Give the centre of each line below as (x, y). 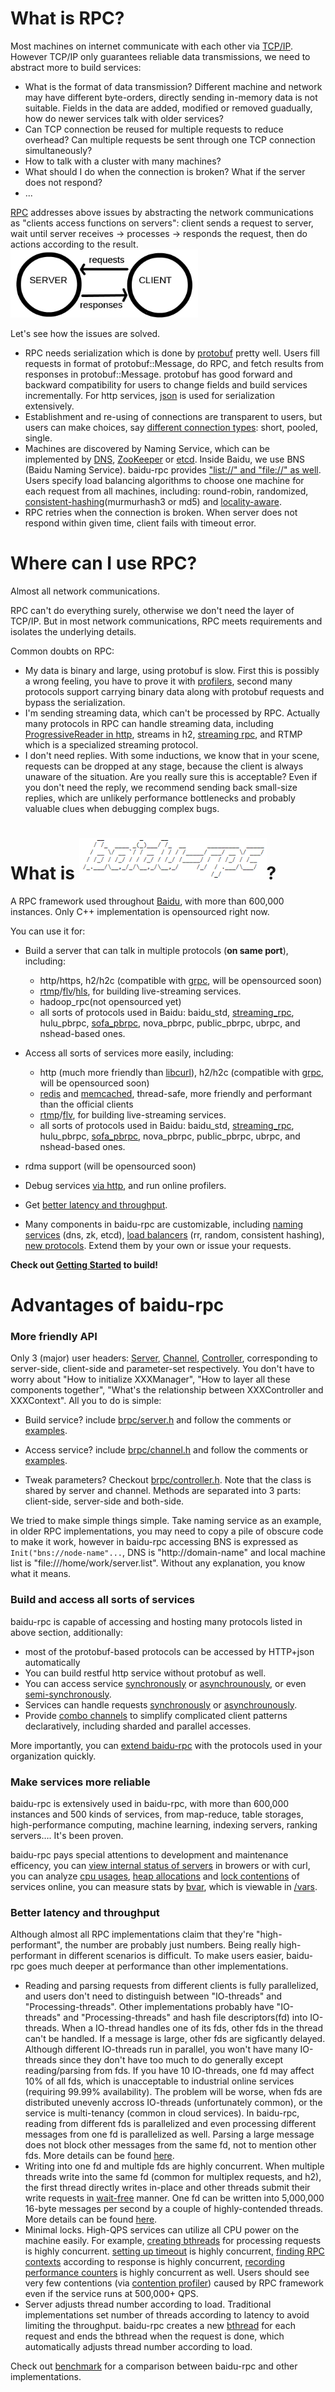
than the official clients (86, 1104)
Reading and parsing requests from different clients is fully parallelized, (171, 1986)
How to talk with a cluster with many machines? (123, 161)
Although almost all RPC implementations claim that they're (132, 1934)
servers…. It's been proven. (67, 1835)
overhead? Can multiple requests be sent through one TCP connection (170, 139)
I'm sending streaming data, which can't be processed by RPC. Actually (172, 713)
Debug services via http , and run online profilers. (125, 1185)
